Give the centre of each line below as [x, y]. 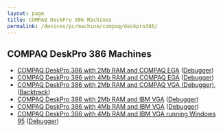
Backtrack [34, 92]
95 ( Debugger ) [38, 121]
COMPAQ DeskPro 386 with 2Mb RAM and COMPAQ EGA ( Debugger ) [115, 70]
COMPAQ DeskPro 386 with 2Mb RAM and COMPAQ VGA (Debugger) [116, 85]
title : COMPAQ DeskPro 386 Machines [59, 20]
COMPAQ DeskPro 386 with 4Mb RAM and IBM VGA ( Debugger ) [108, 107]
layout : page [26, 13]
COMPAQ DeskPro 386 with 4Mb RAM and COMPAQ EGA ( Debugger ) [115, 78]
